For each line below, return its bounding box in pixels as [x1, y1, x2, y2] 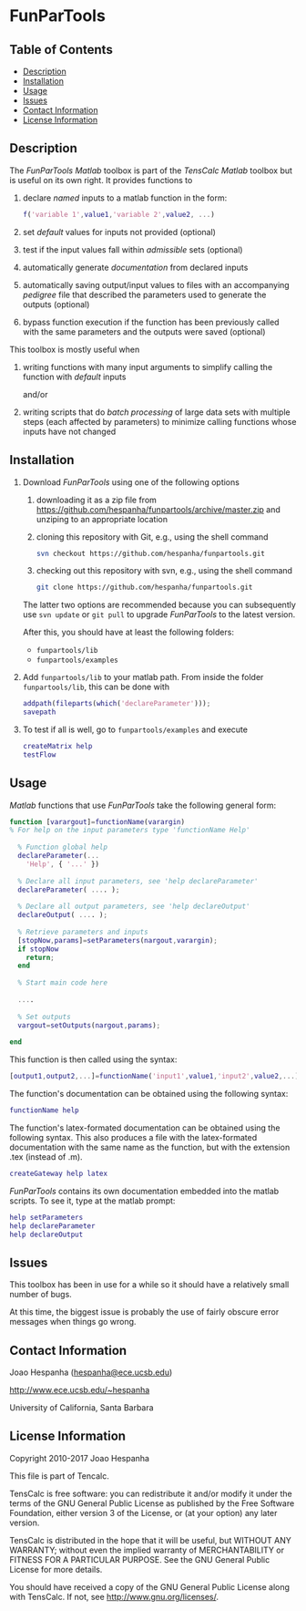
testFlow [22, 749, 56, 759]
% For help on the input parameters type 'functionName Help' [9, 826, 250, 835]
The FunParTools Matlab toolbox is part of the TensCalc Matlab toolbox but [9, 165, 293, 176]
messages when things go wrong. [9, 1317, 137, 1327]
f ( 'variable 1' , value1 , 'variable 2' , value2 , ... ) [22, 210, 216, 219]
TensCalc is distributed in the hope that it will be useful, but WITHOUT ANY [9, 1534, 291, 1545]
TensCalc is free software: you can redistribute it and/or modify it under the [9, 1488, 293, 1499]
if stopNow [17, 945, 59, 954]
